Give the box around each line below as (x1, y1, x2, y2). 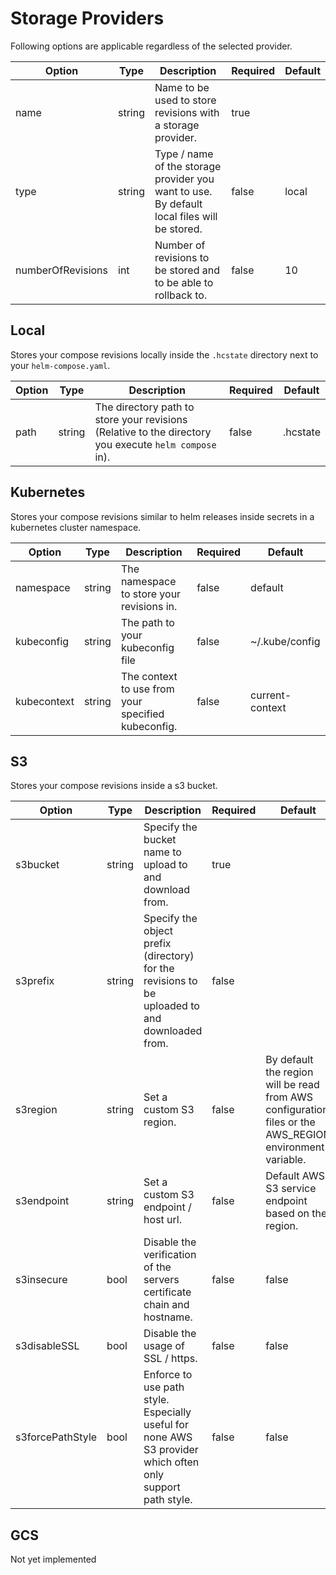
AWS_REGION (265, 1128, 332, 1142)
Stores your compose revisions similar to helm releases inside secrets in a (10, 510, 315, 522)
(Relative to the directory (94, 425, 212, 439)
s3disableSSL (15, 1339, 80, 1353)
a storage (154, 118, 200, 132)
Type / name (154, 147, 214, 161)
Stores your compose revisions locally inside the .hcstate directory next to (10, 348, 319, 361)
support (143, 1480, 181, 1494)
